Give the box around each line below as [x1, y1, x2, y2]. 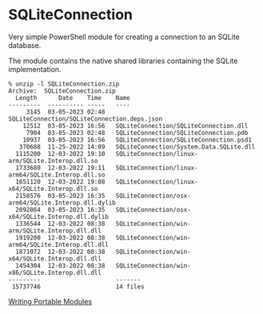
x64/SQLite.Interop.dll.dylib [8, 213, 110, 221]
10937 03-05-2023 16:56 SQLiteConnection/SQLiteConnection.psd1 [22, 136, 252, 144]
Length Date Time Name [15, 93, 130, 101]
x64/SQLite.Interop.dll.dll [8, 254, 102, 263]
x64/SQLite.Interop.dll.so [8, 185, 98, 193]
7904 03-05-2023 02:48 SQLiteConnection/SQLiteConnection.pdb [26, 129, 249, 137]
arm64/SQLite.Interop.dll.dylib [8, 198, 116, 207]
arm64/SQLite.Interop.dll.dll [8, 240, 110, 248]
